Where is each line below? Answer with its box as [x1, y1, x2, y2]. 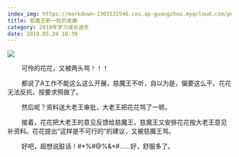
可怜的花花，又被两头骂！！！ [21, 64, 109, 72]
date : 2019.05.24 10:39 [7, 30, 78, 38]
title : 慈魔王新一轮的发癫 [7, 17, 78, 24]
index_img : [7, 10, 40, 18]
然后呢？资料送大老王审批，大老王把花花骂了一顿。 [21, 103, 171, 112]
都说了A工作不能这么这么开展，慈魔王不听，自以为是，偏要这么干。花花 [21, 79, 232, 87]
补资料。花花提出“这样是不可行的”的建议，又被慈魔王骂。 [7, 127, 176, 136]
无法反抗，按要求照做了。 [7, 88, 83, 97]
